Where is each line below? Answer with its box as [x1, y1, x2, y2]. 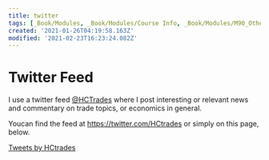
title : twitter [8, 11, 59, 20]
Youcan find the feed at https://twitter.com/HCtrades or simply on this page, [8, 119, 259, 129]
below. [8, 127, 30, 137]
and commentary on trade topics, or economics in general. [8, 103, 203, 113]
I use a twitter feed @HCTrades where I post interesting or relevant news [8, 95, 249, 105]
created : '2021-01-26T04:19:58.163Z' [8, 26, 134, 34]
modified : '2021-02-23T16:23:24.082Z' [8, 34, 138, 42]
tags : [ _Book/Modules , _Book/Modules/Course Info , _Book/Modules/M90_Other [8, 19, 267, 27]
